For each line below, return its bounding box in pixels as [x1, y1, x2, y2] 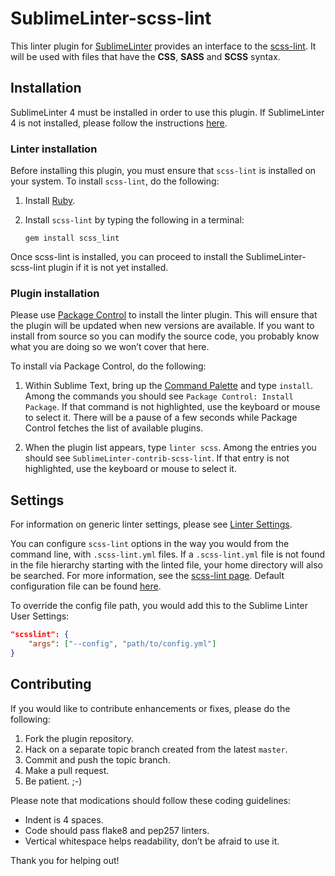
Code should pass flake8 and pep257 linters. [24, 824, 210, 836]
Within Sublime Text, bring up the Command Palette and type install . [24, 380, 314, 392]
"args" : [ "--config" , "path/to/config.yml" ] [28, 639, 217, 649]
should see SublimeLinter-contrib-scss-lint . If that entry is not [24, 452, 290, 464]
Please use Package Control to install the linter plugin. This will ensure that [10, 309, 318, 321]
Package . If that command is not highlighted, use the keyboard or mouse [24, 401, 321, 413]
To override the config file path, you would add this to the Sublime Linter [10, 600, 308, 612]
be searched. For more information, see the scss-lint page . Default [10, 570, 285, 582]
